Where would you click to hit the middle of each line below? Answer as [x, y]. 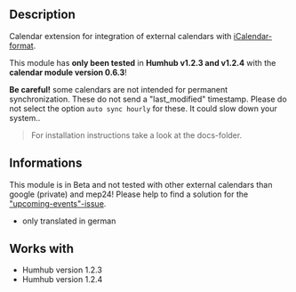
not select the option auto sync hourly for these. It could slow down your [144, 108]
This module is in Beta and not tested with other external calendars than [141, 184]
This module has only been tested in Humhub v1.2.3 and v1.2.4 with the [143, 62]
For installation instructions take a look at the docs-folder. [136, 135]
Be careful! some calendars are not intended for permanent [119, 89]
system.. [25, 118]
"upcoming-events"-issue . [58, 203]
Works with [41, 249]
